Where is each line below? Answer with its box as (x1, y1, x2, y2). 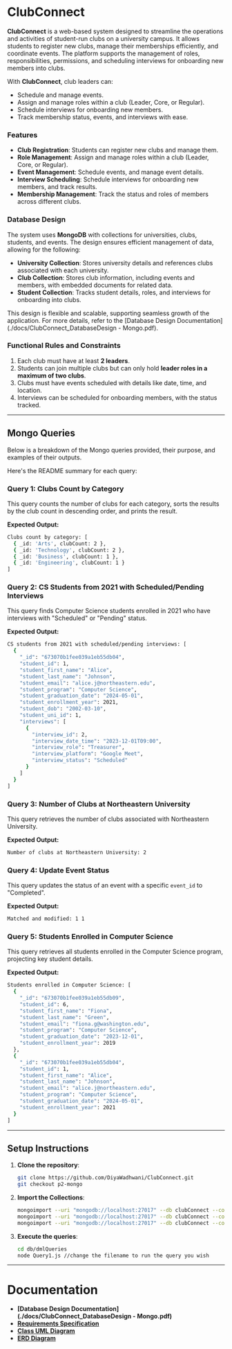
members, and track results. (17, 183, 98, 191)
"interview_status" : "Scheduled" (32, 757, 128, 764)
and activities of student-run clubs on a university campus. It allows (7, 34, 200, 42)
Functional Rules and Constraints (7, 341, 121, 351)
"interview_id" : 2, (32, 731, 88, 738)
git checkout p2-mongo (17, 1181, 83, 1188)
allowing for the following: (7, 245, 81, 254)
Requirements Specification (17, 1319, 99, 1328)
